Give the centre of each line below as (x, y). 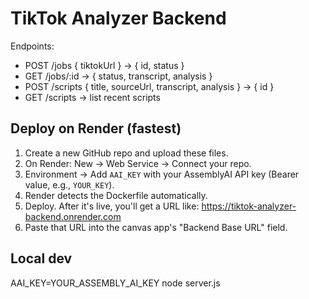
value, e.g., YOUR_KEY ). (69, 184)
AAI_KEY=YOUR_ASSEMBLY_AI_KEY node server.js (115, 283)
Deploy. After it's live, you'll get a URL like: (112, 206)
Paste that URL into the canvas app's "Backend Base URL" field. (156, 227)
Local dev (41, 258)
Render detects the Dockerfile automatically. (116, 195)
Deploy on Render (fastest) (96, 128)
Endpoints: (32, 46)
